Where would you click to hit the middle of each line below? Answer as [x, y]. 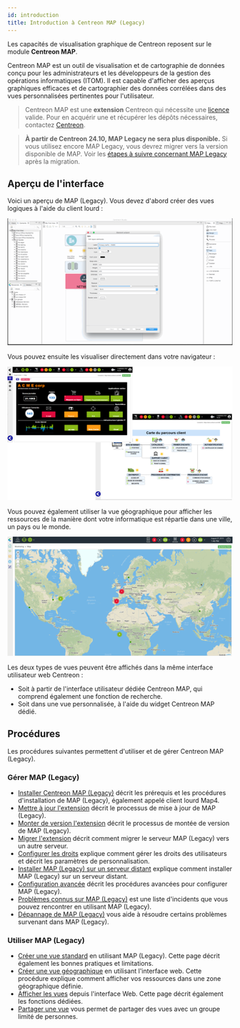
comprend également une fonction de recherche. [90, 696]
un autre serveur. [43, 846]
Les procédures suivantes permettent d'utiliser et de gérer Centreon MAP [115, 751]
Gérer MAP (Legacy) [44, 777]
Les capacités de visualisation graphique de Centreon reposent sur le [110, 44]
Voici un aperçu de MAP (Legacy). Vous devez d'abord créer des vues [111, 201]
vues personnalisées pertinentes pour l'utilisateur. [81, 96]
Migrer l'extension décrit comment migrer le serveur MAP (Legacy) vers [124, 838]
